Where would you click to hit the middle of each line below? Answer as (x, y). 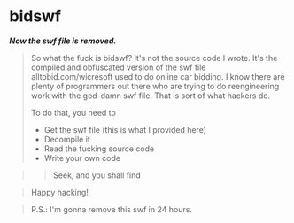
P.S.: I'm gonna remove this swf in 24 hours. (112, 209)
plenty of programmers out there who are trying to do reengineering (155, 86)
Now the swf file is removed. (63, 41)
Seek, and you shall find (97, 175)
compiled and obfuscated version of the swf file (118, 67)
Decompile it (67, 139)
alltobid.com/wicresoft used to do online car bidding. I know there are (158, 76)
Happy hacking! (59, 192)
